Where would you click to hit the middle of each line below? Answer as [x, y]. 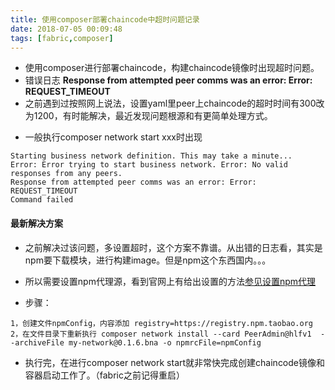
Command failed [42, 200]
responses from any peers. [66, 174]
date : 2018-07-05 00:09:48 [66, 29]
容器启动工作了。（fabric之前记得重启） [104, 375]
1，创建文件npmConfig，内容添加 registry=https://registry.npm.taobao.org [162, 323]
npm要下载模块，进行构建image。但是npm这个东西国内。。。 [148, 260]
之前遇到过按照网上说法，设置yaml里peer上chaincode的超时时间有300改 [174, 103]
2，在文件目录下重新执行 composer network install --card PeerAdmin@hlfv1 [161, 334]
